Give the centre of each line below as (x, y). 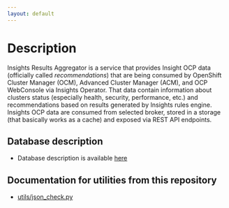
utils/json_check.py (45, 197)
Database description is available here (72, 158)
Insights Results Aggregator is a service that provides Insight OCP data (109, 68)
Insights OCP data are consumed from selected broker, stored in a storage (114, 112)
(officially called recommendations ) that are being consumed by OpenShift (114, 75)
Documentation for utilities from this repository (112, 180)
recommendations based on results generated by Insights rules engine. (110, 105)
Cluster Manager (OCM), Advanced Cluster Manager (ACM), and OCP (108, 82)
